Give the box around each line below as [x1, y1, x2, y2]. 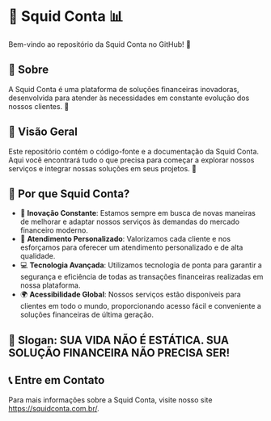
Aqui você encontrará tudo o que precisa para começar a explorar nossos [8, 155, 255, 165]
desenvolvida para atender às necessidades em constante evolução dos [8, 93, 250, 103]
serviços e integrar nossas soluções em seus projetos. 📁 [8, 163, 197, 173]
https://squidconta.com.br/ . [8, 403, 100, 413]
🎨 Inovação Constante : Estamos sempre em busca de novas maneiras [19, 208, 256, 218]
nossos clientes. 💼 [8, 101, 70, 111]
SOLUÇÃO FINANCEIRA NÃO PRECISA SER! [8, 346, 231, 360]
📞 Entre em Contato [8, 373, 105, 387]
